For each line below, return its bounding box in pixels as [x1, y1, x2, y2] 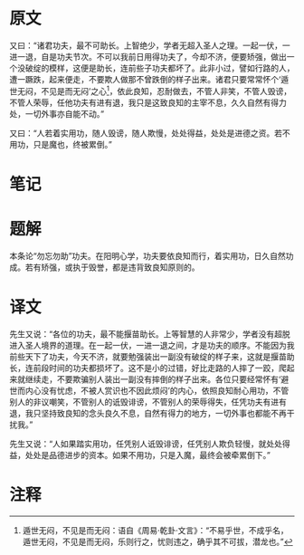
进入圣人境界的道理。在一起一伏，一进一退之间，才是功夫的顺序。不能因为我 [9, 340, 295, 350]
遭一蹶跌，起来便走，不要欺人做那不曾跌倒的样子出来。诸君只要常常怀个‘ [9, 73, 281, 84]
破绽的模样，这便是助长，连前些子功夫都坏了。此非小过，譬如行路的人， [24, 62, 295, 73]
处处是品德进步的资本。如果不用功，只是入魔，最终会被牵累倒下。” [24, 449, 271, 460]
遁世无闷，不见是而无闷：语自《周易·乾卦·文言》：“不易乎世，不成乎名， [22, 524, 290, 535]
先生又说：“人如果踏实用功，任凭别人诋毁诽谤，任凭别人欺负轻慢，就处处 [9, 438, 283, 449]
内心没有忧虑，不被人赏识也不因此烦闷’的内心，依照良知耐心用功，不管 [24, 385, 290, 396]
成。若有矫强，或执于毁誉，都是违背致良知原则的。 [9, 262, 200, 273]
